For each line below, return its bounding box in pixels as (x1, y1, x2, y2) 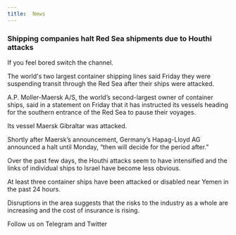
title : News (7, 10, 46, 18)
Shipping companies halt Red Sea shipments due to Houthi (7, 33, 213, 43)
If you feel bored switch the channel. (7, 58, 114, 67)
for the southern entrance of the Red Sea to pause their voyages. (7, 108, 196, 116)
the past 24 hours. (7, 184, 61, 193)
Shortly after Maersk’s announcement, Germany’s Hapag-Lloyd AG (7, 135, 201, 144)
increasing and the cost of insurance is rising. (7, 205, 139, 215)
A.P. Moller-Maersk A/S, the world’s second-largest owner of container (7, 93, 213, 101)
